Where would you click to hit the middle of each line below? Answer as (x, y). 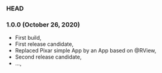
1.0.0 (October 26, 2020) (43, 24)
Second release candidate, (48, 57)
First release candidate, (44, 44)
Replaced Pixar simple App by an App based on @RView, (86, 51)
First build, (28, 38)
